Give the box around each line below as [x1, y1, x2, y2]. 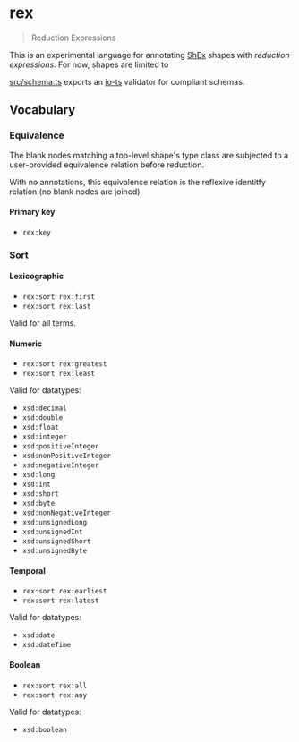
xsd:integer [21, 432, 67, 441]
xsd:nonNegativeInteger [21, 508, 112, 517]
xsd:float [21, 423, 60, 432]
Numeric [9, 338, 43, 349]
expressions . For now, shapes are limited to [9, 59, 169, 70]
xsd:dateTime [21, 641, 72, 650]
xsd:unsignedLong [21, 518, 88, 527]
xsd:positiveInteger [21, 442, 99, 451]
